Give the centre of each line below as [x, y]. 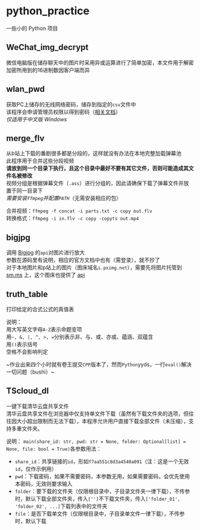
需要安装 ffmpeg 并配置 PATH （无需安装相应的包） [64, 198]
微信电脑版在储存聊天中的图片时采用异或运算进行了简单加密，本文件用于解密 [100, 62]
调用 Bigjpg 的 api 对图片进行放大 [46, 252]
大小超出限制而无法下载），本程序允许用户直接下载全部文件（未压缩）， [102, 421]
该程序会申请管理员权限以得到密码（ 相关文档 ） [63, 112]
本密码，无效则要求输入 [43, 483]
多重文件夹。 [27, 429]
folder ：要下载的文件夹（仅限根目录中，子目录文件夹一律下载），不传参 [102, 491]
